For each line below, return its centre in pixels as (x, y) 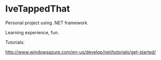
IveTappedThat (38, 9)
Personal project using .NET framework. (47, 23)
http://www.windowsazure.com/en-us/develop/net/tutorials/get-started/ (80, 52)
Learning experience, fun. (32, 32)
